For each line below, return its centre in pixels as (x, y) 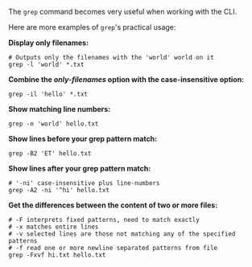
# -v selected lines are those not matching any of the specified (122, 234)
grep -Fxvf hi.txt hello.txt (57, 255)
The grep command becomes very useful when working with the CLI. (123, 12)
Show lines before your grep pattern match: (83, 139)
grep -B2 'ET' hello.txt (50, 154)
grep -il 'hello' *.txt (48, 94)
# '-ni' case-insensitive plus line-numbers (84, 183)
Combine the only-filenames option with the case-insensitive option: (126, 79)
